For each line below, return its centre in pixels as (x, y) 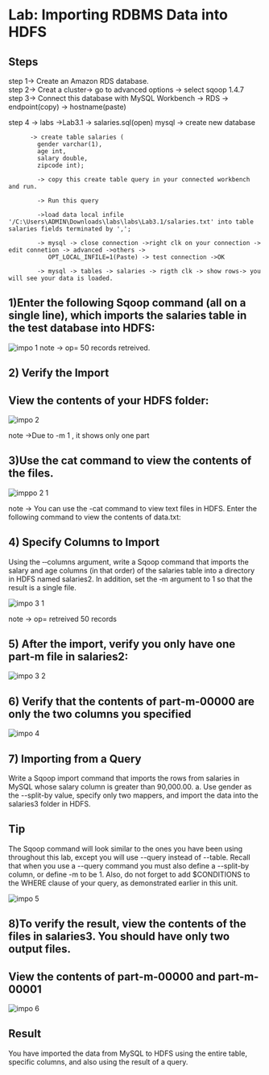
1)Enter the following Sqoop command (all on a (127, 303)
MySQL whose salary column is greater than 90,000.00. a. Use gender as (130, 787)
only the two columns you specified (100, 714)
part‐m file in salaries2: (68, 657)
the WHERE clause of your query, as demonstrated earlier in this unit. (123, 883)
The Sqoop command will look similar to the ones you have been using (126, 848)
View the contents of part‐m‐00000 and (112, 976)
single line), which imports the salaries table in (128, 316)
